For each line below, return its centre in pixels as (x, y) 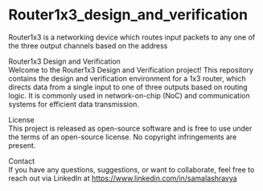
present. (22, 145)
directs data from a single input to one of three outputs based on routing (128, 87)
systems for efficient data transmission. (74, 104)
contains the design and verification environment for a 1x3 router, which (127, 78)
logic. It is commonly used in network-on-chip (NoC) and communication (129, 95)
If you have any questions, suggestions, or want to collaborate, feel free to (131, 169)
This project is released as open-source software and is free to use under (130, 128)
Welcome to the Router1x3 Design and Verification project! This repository (131, 69)
